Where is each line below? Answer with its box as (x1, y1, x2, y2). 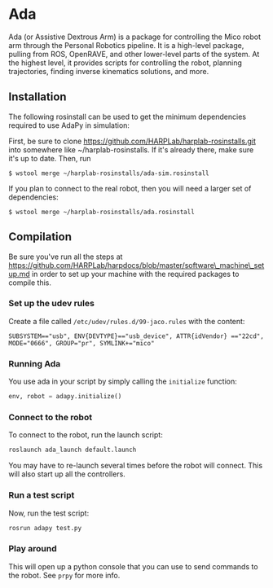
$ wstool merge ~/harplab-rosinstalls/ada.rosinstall (8, 208, 196, 216)
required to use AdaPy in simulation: (8, 120, 130, 130)
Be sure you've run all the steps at (8, 252, 123, 261)
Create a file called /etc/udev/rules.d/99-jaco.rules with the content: (8, 316, 245, 326)
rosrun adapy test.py (8, 524, 82, 532)
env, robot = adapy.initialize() (8, 393, 122, 401)
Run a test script (8, 489, 75, 501)
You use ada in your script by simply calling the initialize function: (8, 376, 238, 387)
